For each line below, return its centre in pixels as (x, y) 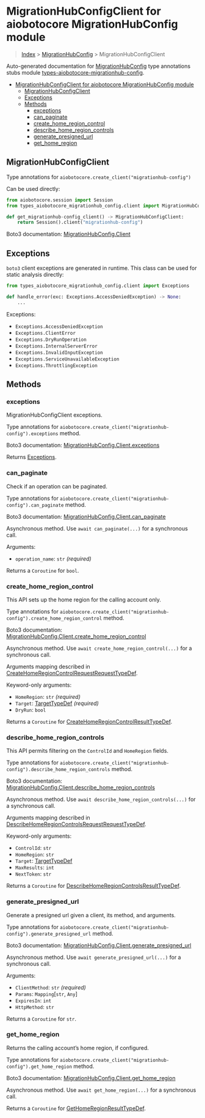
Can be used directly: (33, 188)
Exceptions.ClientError (45, 333)
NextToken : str (33, 874)
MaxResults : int (34, 868)
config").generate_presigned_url (49, 934)
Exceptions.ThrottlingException (56, 365)
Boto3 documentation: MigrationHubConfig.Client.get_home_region (91, 1078)
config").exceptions (33, 434)
